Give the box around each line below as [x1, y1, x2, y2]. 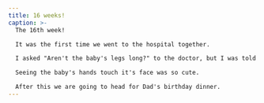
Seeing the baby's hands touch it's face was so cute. [15, 68, 200, 77]
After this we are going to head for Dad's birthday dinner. [15, 83, 221, 91]
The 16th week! [15, 26, 66, 34]
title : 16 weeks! [8, 11, 66, 20]
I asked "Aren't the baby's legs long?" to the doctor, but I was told [15, 54, 257, 63]
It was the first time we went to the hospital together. [15, 40, 211, 48]
